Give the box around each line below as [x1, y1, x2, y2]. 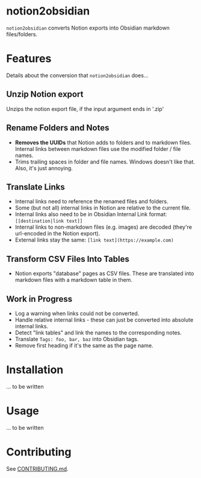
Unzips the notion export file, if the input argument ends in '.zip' [6, 105, 164, 112]
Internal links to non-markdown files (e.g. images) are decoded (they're [14, 223, 193, 231]
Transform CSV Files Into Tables [6, 253, 129, 264]
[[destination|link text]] [14, 218, 83, 225]
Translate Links [6, 182, 65, 192]
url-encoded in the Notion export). [14, 230, 100, 237]
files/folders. [6, 30, 38, 37]
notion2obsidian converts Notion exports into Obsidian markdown [6, 24, 170, 31]
